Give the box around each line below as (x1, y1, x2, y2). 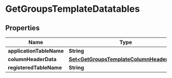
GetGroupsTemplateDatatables (5, 3, 140, 15)
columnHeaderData (8, 56, 57, 63)
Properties (5, 24, 40, 32)
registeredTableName (8, 64, 62, 71)
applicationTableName (8, 47, 64, 54)
